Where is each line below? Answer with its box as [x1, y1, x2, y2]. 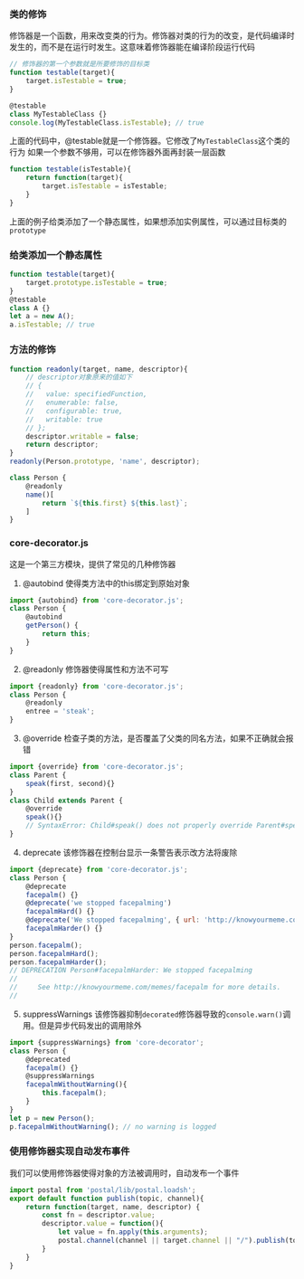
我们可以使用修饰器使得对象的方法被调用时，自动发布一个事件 [9, 1167, 240, 1178]
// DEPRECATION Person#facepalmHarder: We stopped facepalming [9, 966, 253, 975]
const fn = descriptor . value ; [42, 1210, 156, 1220]
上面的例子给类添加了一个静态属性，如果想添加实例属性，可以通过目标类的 [9, 215, 287, 227]
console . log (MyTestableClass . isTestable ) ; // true [9, 118, 204, 128]
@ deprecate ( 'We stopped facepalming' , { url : [25, 915, 201, 924]
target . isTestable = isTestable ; [42, 182, 168, 191]
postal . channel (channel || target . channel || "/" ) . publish [57, 1236, 285, 1246]
